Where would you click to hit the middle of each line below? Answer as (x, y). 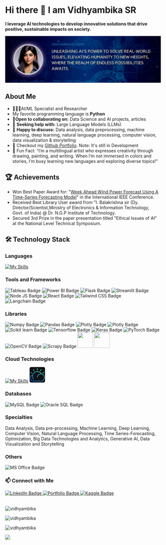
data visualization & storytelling (44, 140)
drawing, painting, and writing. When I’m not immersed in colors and (82, 156)
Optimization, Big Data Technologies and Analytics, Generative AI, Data (77, 439)
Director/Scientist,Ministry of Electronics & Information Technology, (81, 207)
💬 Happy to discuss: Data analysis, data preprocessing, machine (78, 129)
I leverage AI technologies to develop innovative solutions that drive (76, 24)
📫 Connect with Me (29, 481)
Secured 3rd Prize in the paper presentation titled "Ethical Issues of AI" (84, 218)
